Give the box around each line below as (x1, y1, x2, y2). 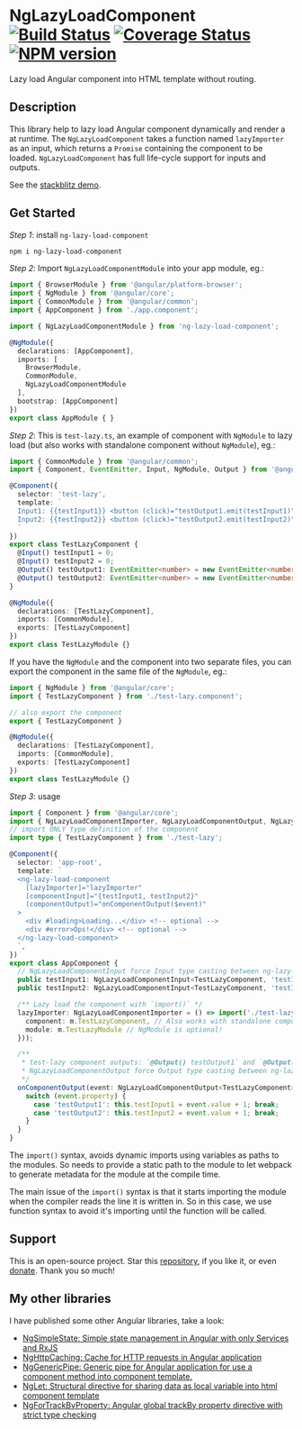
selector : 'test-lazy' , (17, 490, 106, 499)
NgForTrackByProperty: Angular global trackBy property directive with (22, 1399, 283, 1410)
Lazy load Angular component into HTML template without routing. (9, 73, 256, 84)
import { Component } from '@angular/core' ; (9, 808, 179, 817)
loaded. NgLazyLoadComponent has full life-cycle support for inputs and (9, 152, 267, 163)
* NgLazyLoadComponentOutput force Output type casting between (21, 1067, 268, 1076)
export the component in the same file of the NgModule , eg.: (9, 666, 227, 677)
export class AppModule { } (9, 414, 115, 423)
